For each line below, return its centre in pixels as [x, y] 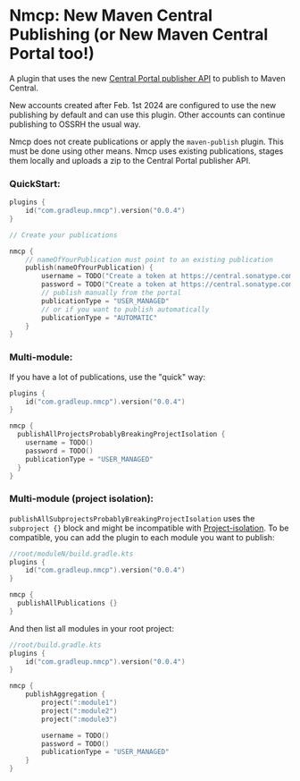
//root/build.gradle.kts [55, 645]
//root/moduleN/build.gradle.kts [71, 554]
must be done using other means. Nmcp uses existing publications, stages [146, 151]
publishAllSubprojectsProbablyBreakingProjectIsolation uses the [132, 518]
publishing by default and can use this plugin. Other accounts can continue [147, 115]
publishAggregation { [65, 694]
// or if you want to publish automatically [125, 310]
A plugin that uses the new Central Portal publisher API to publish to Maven [147, 78]
